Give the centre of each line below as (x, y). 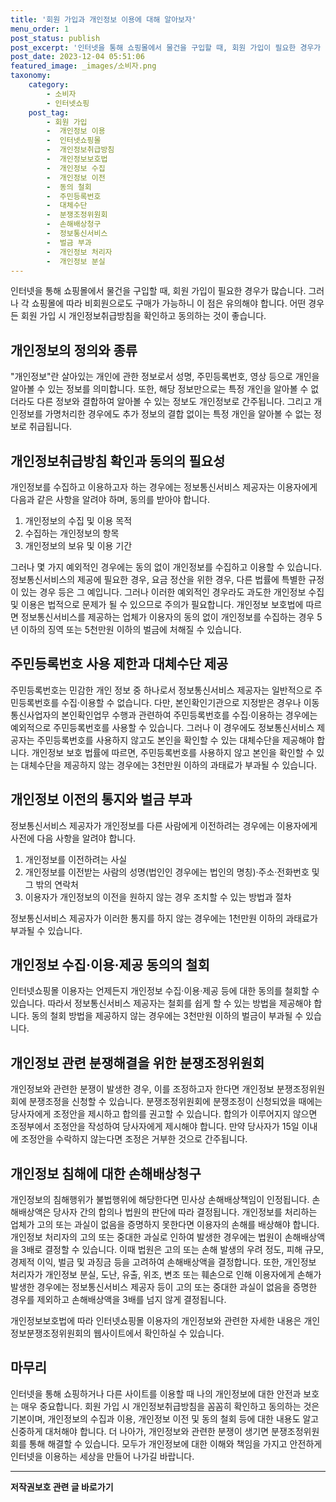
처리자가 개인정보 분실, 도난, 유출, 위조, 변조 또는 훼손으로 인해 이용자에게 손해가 (166, 1275)
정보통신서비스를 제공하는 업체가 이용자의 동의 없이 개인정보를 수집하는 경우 (167, 617)
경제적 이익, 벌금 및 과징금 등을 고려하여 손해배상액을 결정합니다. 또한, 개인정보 (163, 1262)
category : (49, 85)
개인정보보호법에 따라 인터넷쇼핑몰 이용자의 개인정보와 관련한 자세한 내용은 (156, 1321)
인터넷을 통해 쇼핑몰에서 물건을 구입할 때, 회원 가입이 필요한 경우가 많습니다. (158, 291)
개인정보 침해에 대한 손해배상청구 (106, 1173)
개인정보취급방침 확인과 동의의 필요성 (118, 461)
